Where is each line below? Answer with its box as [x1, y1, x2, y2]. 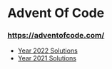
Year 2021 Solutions [17, 54, 77, 63]
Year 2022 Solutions [17, 46, 78, 55]
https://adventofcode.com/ [7, 31, 105, 41]
